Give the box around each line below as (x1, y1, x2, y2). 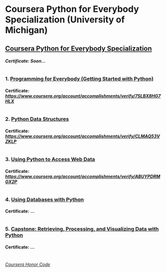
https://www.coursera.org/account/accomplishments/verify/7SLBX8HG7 (5, 93, 161, 99)
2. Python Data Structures (5, 115, 69, 122)
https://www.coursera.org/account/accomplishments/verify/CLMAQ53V (5, 133, 160, 139)
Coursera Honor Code (5, 262, 51, 268)
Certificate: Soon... (5, 58, 46, 64)
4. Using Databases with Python (5, 196, 84, 203)
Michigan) (5, 25, 48, 36)
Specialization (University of (5, 14, 125, 25)
